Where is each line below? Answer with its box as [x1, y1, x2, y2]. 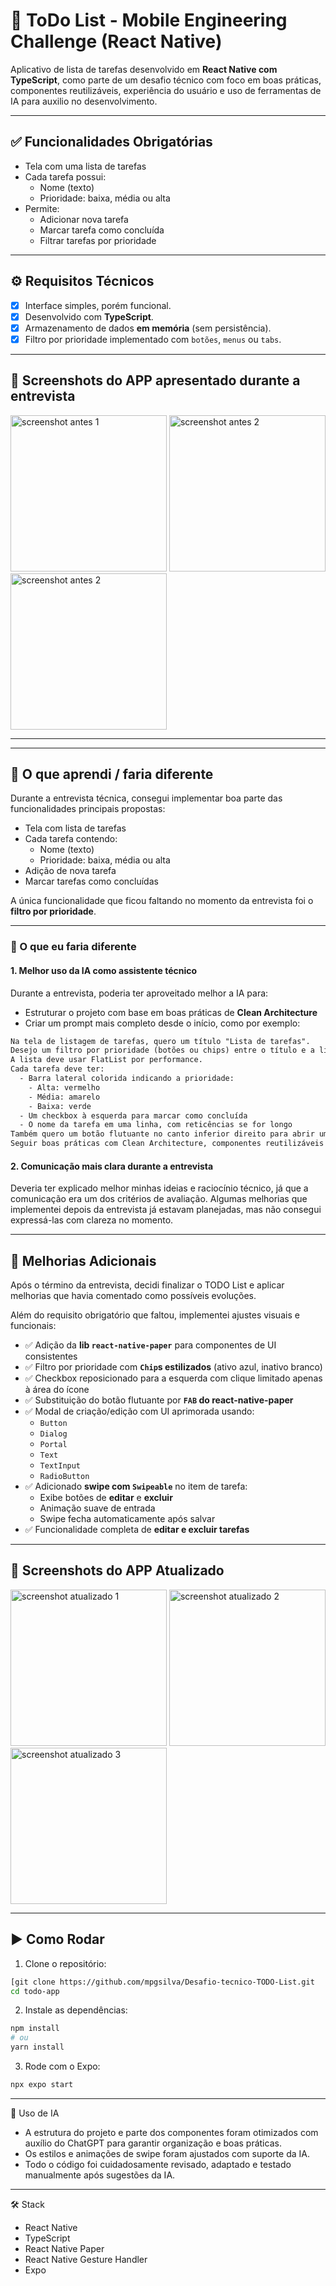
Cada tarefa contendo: [24, 833, 118, 845]
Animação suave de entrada [39, 1502, 156, 1514]
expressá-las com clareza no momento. [10, 1214, 174, 1226]
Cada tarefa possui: [24, 170, 107, 183]
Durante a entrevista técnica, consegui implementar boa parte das [10, 792, 283, 804]
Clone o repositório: [24, 1957, 107, 1969]
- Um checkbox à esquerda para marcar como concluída [19, 1110, 248, 1121]
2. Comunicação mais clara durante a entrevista [10, 1160, 214, 1172]
